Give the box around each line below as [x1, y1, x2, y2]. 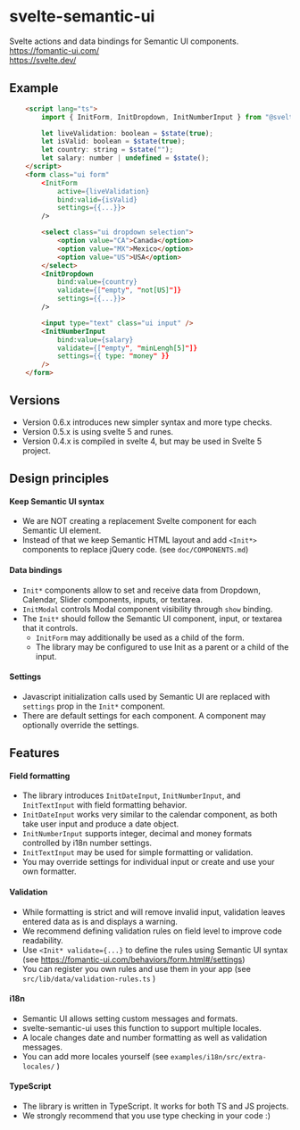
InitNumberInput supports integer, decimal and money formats [21, 828, 253, 839]
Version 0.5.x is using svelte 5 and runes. [21, 426, 174, 436]
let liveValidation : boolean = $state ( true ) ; [41, 129, 214, 137]
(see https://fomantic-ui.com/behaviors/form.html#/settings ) [21, 953, 246, 965]
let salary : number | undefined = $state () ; [41, 154, 210, 162]
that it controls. [21, 622, 79, 633]
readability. [21, 935, 64, 945]
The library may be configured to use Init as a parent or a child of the [35, 641, 289, 652]
